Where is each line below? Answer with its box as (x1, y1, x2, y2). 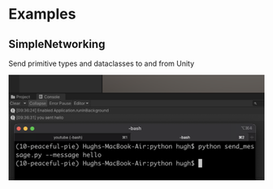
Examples (8, 5, 76, 24)
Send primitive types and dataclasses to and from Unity (8, 58, 195, 68)
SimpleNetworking (8, 37, 106, 51)
